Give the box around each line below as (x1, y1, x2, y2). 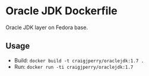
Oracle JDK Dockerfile (5, 4, 118, 18)
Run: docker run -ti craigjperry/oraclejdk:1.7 (14, 63, 134, 70)
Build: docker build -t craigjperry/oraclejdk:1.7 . (14, 56, 144, 64)
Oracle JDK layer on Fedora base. (5, 24, 88, 31)
